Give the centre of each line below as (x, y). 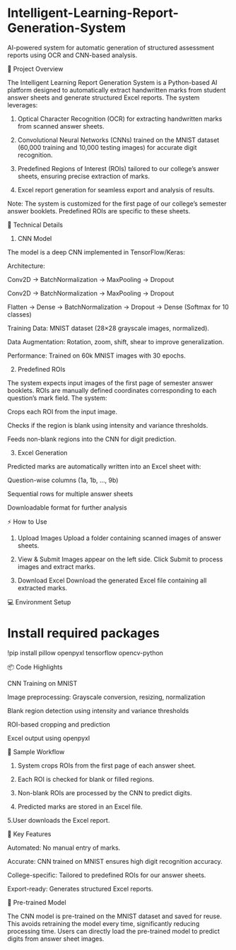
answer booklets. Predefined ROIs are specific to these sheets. (99, 211)
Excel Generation (42, 452)
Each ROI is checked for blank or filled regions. (85, 779)
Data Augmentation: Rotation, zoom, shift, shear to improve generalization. (116, 341)
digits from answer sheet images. (56, 939)
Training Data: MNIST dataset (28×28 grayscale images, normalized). (108, 328)
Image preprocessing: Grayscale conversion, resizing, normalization (106, 697)
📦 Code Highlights (35, 667)
